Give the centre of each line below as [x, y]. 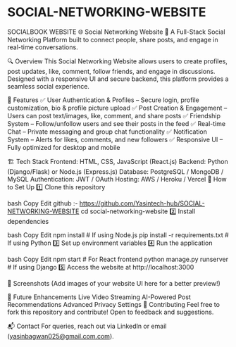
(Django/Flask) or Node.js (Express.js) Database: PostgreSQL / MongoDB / [116, 171]
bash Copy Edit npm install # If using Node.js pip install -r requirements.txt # [118, 235]
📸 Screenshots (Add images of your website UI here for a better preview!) [114, 283]
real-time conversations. [43, 47]
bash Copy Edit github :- [43, 203]
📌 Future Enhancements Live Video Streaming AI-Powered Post [99, 297]
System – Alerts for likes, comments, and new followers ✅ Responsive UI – [115, 139]
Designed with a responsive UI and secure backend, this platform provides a [118, 79]
